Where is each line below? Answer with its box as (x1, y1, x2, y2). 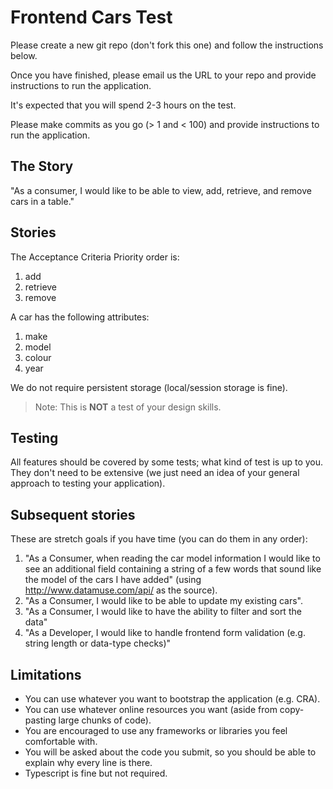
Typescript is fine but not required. (24, 767, 168, 779)
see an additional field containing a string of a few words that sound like (24, 563, 322, 575)
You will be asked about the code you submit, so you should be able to (24, 746, 317, 758)
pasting (24, 714, 57, 726)
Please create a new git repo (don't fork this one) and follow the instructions (10, 39, 324, 51)
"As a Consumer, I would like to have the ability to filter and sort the (24, 606, 302, 618)
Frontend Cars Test (10, 6, 173, 29)
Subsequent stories (10, 506, 136, 523)
